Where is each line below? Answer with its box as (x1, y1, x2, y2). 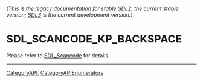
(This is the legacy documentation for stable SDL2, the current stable (6, 5, 179, 12)
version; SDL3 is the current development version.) (6, 11, 133, 18)
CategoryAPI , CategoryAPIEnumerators (6, 69, 104, 76)
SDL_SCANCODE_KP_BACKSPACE (6, 32, 182, 45)
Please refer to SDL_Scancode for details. (6, 51, 110, 59)
